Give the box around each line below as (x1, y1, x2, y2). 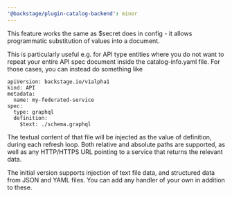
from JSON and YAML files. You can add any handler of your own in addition (7, 175, 225, 184)
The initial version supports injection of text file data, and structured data (7, 168, 215, 177)
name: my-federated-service (13, 96, 95, 103)
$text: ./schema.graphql (19, 121, 91, 128)
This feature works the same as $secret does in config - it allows (7, 29, 193, 37)
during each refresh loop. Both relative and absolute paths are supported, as (7, 140, 226, 148)
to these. (7, 183, 33, 191)
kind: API (7, 84, 36, 91)
